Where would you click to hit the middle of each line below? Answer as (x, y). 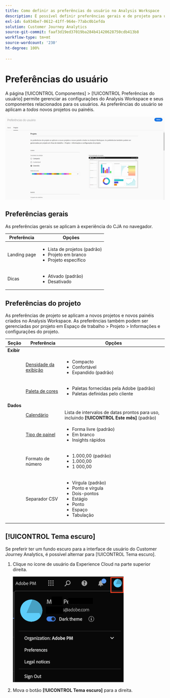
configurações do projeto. (32, 332)
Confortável (84, 367)
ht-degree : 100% (22, 48)
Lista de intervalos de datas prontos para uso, (112, 412)
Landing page (22, 255)
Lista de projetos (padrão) (75, 249)
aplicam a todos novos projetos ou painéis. (50, 109)
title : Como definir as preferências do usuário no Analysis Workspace (82, 11)
